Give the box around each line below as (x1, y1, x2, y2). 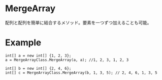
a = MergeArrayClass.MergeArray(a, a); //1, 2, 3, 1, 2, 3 (5, 57, 129, 62)
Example (5, 37, 41, 48)
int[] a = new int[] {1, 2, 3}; (5, 53, 71, 58)
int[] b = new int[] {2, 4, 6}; (5, 66, 71, 71)
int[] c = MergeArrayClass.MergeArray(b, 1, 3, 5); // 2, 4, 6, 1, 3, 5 (5, 70, 158, 75)
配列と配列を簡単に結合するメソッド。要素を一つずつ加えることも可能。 (5, 20, 152, 25)
